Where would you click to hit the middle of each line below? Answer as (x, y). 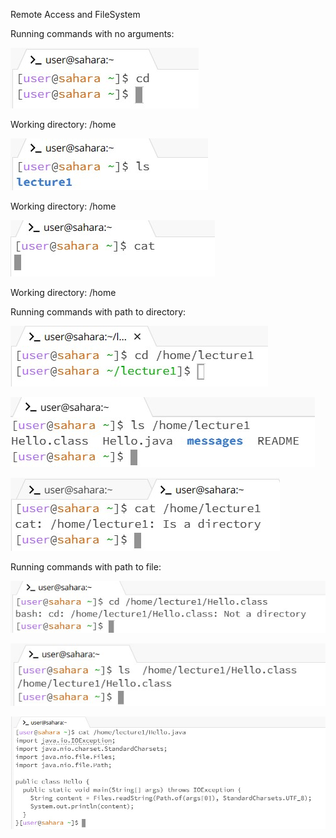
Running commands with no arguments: (92, 33)
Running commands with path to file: (86, 567)
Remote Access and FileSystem (75, 14)
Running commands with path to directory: (98, 312)
